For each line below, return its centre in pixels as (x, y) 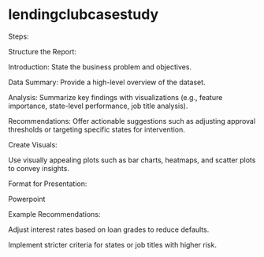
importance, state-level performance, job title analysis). (98, 106)
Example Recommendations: (54, 214)
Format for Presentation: (48, 184)
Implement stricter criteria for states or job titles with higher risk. (112, 244)
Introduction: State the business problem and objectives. (100, 67)
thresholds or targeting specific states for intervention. (97, 129)
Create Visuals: (33, 144)
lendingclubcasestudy (84, 15)
